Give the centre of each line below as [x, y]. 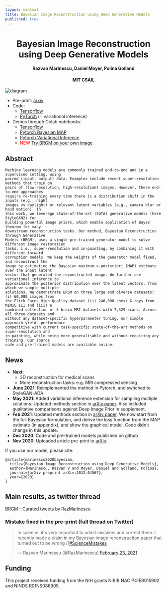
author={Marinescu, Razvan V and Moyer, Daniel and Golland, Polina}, [84, 468]
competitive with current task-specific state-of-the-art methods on [79, 327]
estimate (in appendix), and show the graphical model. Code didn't [81, 425]
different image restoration [35, 244]
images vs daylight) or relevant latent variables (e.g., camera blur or [83, 205]
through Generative [25, 236]
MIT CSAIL [83, 80]
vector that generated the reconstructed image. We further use [73, 275]
